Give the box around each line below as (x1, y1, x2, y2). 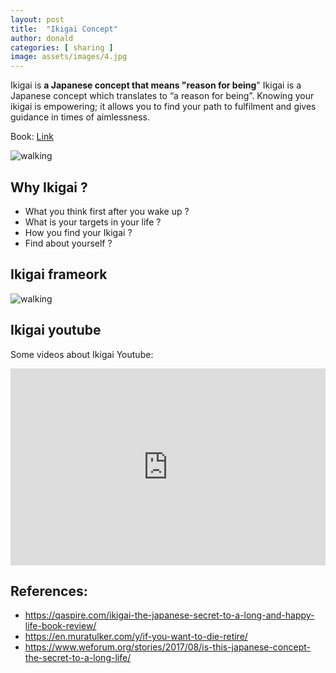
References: (10, 582, 88, 600)
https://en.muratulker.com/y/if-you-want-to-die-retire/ (24, 631, 248, 643)
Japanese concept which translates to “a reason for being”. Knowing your (10, 90, 315, 102)
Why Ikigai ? (10, 179, 88, 196)
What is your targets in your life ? (24, 216, 162, 228)
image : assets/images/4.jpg (10, 52, 128, 62)
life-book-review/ (24, 620, 97, 632)
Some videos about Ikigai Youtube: (10, 348, 154, 360)
